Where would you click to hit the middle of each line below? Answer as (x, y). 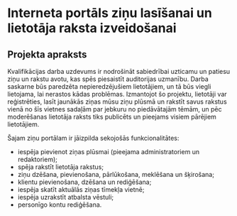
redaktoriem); (38, 159)
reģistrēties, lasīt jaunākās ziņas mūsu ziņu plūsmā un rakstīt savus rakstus (117, 102)
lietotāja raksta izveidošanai (92, 28)
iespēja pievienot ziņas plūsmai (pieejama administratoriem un (109, 152)
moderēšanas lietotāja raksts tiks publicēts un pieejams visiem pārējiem (112, 117)
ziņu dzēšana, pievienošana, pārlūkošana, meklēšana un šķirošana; (116, 174)
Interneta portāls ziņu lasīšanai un (110, 13)
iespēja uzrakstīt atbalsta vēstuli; (66, 197)
